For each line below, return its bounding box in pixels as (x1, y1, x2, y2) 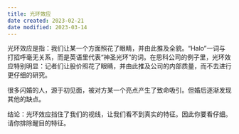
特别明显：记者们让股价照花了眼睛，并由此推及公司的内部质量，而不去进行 (13, 62, 232, 71)
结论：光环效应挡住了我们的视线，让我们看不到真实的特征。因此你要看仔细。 (7, 110, 232, 118)
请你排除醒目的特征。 (7, 119, 70, 128)
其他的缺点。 (7, 95, 45, 103)
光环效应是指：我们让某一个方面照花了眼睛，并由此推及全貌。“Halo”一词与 (7, 44, 226, 53)
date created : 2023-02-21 (7, 17, 84, 24)
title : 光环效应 (7, 10, 51, 18)
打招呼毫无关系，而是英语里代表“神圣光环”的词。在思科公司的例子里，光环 (7, 53, 225, 61)
